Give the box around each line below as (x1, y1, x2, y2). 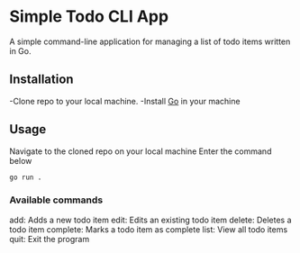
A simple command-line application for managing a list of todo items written (9, 36, 291, 47)
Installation (9, 72, 74, 87)
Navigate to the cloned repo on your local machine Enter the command (9, 146, 272, 157)
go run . (9, 173, 42, 182)
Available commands (9, 194, 104, 206)
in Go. (9, 45, 32, 56)
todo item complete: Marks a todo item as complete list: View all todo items (9, 223, 288, 235)
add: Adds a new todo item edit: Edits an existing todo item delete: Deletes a (9, 214, 292, 225)
